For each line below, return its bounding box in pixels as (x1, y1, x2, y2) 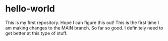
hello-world (5, 3, 55, 14)
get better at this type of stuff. (5, 30, 68, 36)
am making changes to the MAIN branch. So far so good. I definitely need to (5, 24, 163, 30)
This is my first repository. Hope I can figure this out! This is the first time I (5, 19, 159, 25)
